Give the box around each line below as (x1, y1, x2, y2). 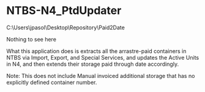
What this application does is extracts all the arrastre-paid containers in (6, 47, 187, 55)
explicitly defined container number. (6, 79, 97, 86)
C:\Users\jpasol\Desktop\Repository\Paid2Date (6, 24, 125, 31)
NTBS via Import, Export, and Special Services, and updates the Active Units (6, 54, 199, 61)
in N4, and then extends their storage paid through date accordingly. (6, 60, 179, 68)
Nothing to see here (6, 35, 57, 43)
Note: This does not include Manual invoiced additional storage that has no (6, 72, 195, 79)
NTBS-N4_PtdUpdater (6, 4, 122, 18)
